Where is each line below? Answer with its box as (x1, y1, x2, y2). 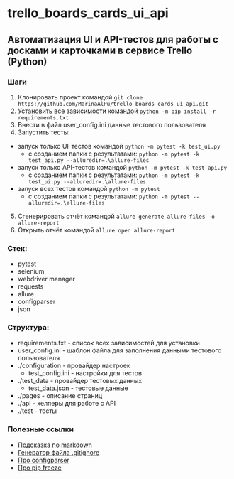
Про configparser (17, 456, 69, 464)
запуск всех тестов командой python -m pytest (17, 184, 161, 193)
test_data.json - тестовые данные (28, 384, 129, 392)
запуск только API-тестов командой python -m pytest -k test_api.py (17, 163, 228, 171)
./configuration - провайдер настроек (17, 361, 130, 370)
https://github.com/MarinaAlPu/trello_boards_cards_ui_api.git (17, 100, 209, 107)
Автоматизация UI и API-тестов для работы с (7, 33, 218, 45)
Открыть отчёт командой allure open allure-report (17, 225, 176, 234)
